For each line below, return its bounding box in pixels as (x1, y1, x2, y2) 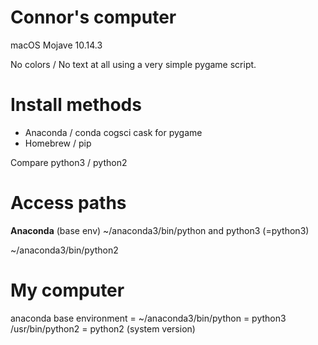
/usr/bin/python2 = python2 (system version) (10, 322, 196, 335)
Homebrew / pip (24, 137, 92, 149)
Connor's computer (10, 6, 177, 29)
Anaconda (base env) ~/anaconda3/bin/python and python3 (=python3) (10, 224, 310, 236)
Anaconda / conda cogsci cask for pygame (24, 126, 203, 138)
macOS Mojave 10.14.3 (10, 39, 103, 51)
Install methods (10, 94, 142, 116)
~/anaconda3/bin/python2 (10, 244, 119, 256)
